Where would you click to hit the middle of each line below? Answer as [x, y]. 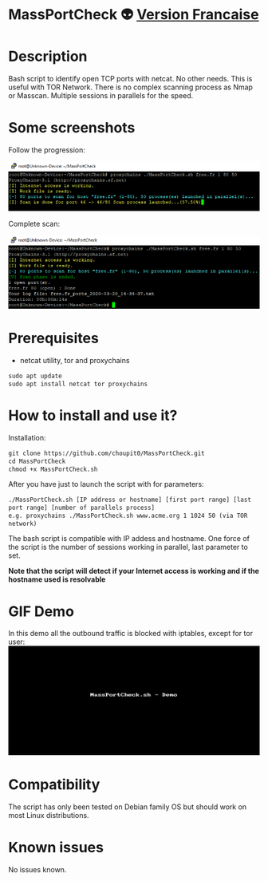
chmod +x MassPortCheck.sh [53, 469]
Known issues [56, 848]
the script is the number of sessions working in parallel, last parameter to [128, 547]
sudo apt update [35, 376]
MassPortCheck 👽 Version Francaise [134, 15]
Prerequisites [54, 338]
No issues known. [37, 869]
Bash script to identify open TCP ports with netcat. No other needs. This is [130, 79]
